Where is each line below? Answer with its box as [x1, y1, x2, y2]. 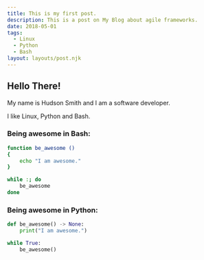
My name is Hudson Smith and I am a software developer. [7, 98, 170, 107]
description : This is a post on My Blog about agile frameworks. [7, 17, 198, 23]
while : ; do [7, 176, 41, 183]
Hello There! [7, 80, 61, 92]
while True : [7, 240, 41, 247]
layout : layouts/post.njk [7, 55, 81, 62]
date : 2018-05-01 [7, 23, 57, 30]
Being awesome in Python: [7, 205, 98, 215]
